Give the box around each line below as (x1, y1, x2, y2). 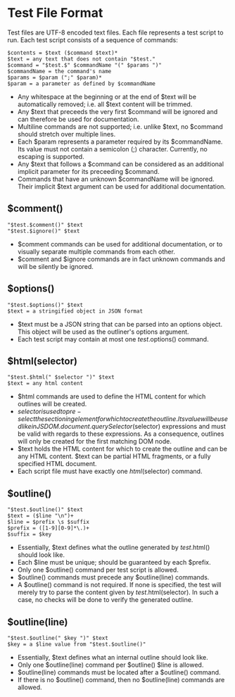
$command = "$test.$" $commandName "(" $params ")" (7, 61, 162, 68)
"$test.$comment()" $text (7, 221, 83, 228)
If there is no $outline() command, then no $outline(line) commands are (17, 676, 225, 684)
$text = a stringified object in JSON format (7, 308, 143, 315)
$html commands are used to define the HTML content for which (17, 392, 206, 401)
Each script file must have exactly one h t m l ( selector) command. (17, 467, 203, 476)
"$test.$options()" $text (7, 301, 83, 308)
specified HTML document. (17, 460, 97, 468)
